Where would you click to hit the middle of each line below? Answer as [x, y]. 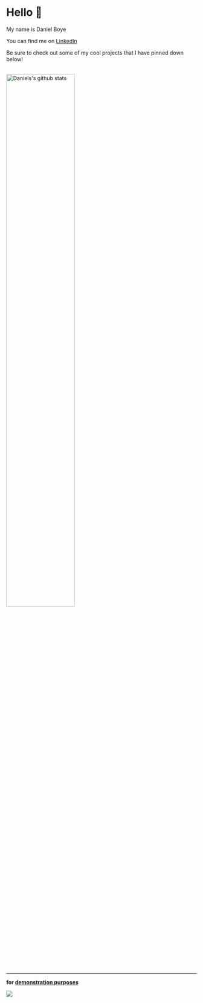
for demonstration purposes [43, 982]
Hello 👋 [24, 12]
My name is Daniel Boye [36, 29]
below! [14, 59]
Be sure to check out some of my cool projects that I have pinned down [95, 52]
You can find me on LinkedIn [42, 41]
